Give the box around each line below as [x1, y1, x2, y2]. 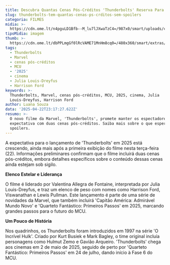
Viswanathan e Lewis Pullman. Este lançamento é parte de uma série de [5, 192, 155, 198]
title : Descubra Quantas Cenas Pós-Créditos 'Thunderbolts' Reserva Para [5, 7, 164, 13]
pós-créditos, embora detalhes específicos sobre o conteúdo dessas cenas [5, 156, 163, 162]
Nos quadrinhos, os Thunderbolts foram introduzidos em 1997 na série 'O [5, 227, 158, 234]
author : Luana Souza [5, 102, 49, 107]
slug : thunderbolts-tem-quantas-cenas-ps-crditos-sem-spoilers [5, 12, 142, 17]
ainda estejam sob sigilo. [5, 161, 57, 167]
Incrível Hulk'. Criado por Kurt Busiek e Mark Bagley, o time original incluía [5, 233, 160, 239]
